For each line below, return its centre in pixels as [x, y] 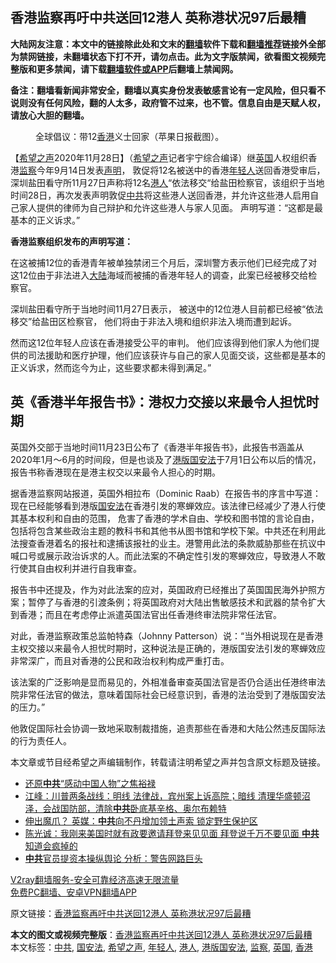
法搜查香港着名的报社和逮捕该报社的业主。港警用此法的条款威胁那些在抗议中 [168, 543]
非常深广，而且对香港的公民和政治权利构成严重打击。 [120, 660]
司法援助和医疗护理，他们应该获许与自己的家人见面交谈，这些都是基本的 [176, 355]
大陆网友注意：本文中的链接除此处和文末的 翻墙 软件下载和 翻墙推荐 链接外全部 [168, 44]
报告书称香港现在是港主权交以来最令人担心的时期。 [115, 472]
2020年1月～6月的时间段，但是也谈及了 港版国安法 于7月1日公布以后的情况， [166, 459]
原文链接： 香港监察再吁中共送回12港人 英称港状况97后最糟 [131, 913]
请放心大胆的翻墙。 [50, 115]
